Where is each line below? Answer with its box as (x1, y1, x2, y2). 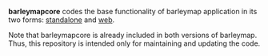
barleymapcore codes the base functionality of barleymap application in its (8, 7, 258, 16)
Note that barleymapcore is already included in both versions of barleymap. (8, 31, 258, 39)
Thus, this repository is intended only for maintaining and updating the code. (8, 39, 261, 48)
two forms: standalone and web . (8, 15, 115, 24)
